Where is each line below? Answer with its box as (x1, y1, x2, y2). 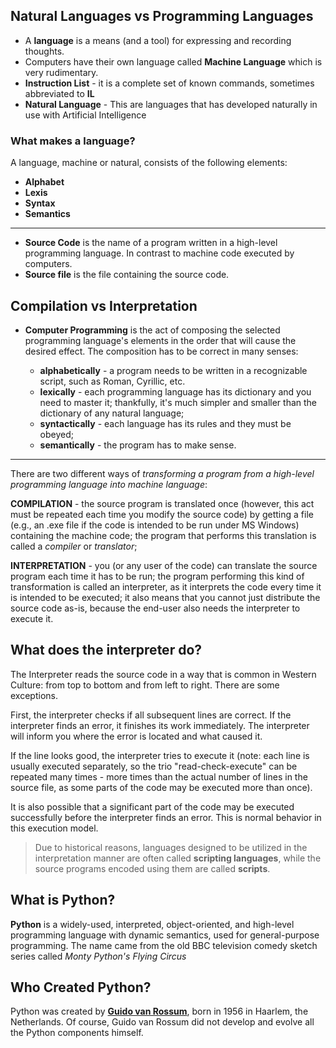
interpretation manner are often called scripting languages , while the (34, 852, 322, 864)
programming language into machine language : (10, 478, 208, 490)
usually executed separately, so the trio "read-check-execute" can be (10, 760, 298, 772)
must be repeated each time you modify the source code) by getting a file (10, 508, 314, 520)
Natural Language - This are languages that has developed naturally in (24, 98, 318, 110)
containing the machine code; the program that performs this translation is (10, 529, 317, 541)
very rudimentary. (24, 66, 99, 78)
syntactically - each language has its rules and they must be (39, 417, 292, 429)
